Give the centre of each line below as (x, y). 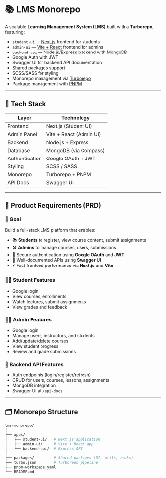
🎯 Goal (13, 219)
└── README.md (20, 472)
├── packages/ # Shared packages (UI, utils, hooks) (69, 458)
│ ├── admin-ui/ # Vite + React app (49, 444)
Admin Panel (22, 134)
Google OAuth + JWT (71, 158)
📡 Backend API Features (34, 364)
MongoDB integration (34, 386)
